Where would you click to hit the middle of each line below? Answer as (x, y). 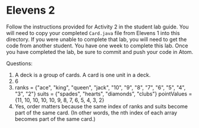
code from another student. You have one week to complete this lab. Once (97, 46)
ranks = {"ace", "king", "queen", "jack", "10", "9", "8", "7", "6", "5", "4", (100, 87)
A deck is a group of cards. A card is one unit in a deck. (83, 75)
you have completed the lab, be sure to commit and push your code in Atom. (100, 52)
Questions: (19, 63)
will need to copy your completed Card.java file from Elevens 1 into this (93, 33)
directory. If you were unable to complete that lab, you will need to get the (97, 39)
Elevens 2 (31, 10)
